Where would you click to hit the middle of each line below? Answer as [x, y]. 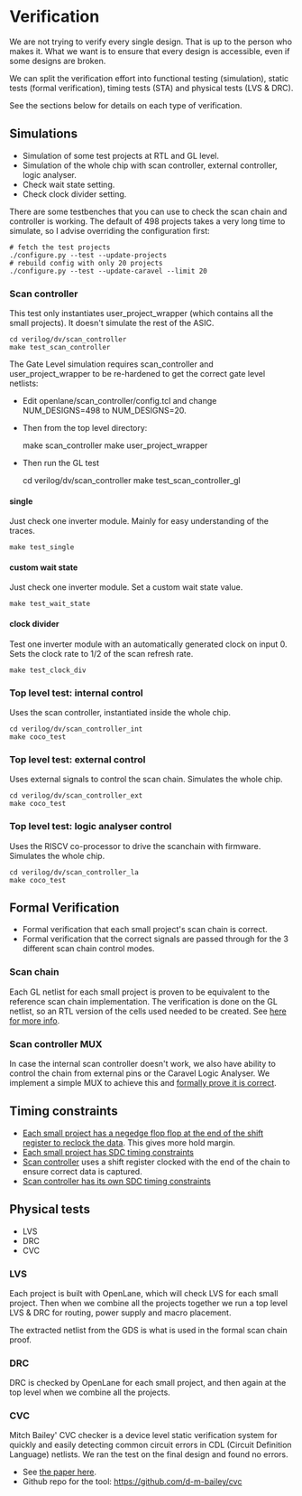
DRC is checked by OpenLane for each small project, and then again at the [148, 1383]
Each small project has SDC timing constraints [108, 1152]
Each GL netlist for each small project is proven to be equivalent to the [140, 992]
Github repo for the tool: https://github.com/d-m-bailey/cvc [132, 1482]
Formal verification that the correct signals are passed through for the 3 [155, 939]
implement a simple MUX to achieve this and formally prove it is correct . [143, 1082]
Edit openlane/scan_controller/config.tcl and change [119, 401]
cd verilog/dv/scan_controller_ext [76, 796]
